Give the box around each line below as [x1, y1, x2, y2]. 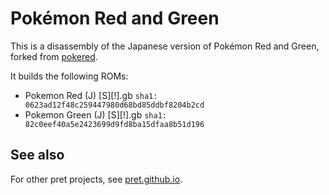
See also [10, 147, 65, 164]
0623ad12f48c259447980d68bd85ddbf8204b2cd [24, 100, 205, 110]
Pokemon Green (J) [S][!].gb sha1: [24, 108, 167, 121]
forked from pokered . [10, 50, 98, 62]
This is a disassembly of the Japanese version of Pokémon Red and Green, [10, 40, 320, 52]
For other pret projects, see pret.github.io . [10, 173, 183, 185]
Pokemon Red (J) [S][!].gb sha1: [24, 89, 158, 101]
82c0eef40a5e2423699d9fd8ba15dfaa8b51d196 [24, 119, 205, 129]
